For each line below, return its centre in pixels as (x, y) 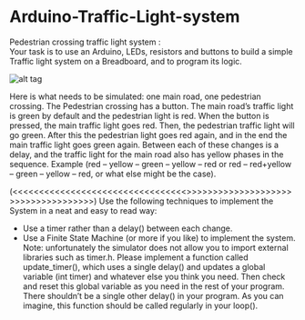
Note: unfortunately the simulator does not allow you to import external (155, 247)
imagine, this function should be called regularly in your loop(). (140, 305)
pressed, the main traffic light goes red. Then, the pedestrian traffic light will (152, 125)
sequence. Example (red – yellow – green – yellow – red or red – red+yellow (151, 164)
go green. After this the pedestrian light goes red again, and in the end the (148, 135)
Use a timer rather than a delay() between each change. (127, 228)
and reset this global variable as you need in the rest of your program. (153, 286)
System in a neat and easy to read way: (83, 210)
